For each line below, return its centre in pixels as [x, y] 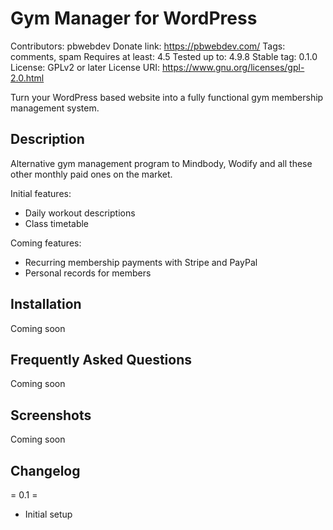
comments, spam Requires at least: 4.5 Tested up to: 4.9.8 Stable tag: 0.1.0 [164, 56]
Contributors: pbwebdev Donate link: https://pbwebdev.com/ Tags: [148, 46]
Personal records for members [88, 273]
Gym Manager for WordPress [134, 18]
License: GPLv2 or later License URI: [85, 67]
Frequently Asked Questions [101, 359]
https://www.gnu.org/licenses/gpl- [233, 67]
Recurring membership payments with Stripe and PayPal [141, 262]
